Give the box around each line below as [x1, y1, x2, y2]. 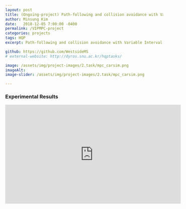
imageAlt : [5, 67, 26, 73]
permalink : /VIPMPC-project [5, 26, 64, 31]
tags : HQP [5, 36, 26, 41]
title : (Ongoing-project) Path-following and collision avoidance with [5, 12, 158, 17]
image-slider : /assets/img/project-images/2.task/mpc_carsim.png [5, 72, 144, 77]
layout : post [5, 7, 33, 13]
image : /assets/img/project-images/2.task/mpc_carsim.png [5, 63, 129, 68]
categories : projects [5, 31, 51, 36]
